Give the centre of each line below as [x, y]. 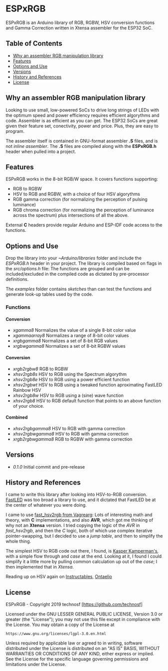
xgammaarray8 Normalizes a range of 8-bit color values [71, 336]
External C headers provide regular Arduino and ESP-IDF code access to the [84, 225]
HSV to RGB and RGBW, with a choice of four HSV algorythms [76, 194]
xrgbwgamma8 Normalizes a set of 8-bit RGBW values [69, 346]
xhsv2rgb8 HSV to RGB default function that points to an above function [87, 401]
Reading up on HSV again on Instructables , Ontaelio [59, 577]
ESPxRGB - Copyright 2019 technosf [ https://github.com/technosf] [74, 605]
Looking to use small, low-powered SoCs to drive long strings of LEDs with [82, 110]
